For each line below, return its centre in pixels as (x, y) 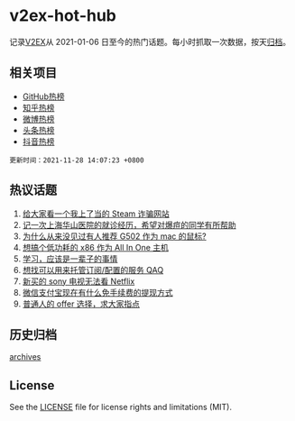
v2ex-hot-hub (63, 16)
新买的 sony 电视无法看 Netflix (78, 281)
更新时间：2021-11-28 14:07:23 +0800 (77, 160)
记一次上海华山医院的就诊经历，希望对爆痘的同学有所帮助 (129, 224)
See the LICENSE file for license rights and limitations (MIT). (121, 407)
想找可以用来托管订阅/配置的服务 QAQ (93, 270)
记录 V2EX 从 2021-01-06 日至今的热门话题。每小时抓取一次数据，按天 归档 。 (150, 41)
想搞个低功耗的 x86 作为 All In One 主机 (96, 247)
